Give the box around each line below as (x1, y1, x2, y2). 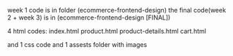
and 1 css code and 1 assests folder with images (7, 41, 148, 48)
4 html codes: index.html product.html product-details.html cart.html (7, 27, 207, 35)
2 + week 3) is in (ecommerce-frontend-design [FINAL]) (7, 13, 171, 22)
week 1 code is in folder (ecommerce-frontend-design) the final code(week (7, 6, 227, 14)
